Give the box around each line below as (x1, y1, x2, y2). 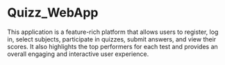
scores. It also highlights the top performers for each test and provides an (7, 42, 219, 50)
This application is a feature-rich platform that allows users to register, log (7, 28, 219, 36)
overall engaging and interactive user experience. (7, 50, 149, 58)
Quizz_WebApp (7, 5, 99, 21)
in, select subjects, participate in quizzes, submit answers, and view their (7, 35, 217, 43)
